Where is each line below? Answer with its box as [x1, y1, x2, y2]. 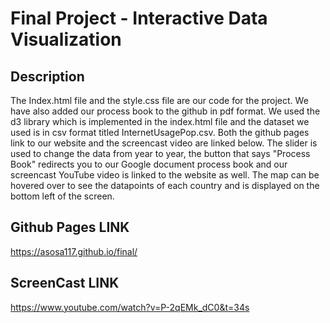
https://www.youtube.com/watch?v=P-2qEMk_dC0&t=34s [10, 301, 250, 313]
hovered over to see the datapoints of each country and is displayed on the [10, 180, 320, 191]
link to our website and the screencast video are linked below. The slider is [10, 137, 318, 149]
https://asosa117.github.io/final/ [10, 245, 138, 257]
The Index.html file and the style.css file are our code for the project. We [10, 95, 309, 106]
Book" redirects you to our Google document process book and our [10, 158, 288, 170]
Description [10, 68, 85, 85]
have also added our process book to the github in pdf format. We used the [10, 105, 321, 117]
